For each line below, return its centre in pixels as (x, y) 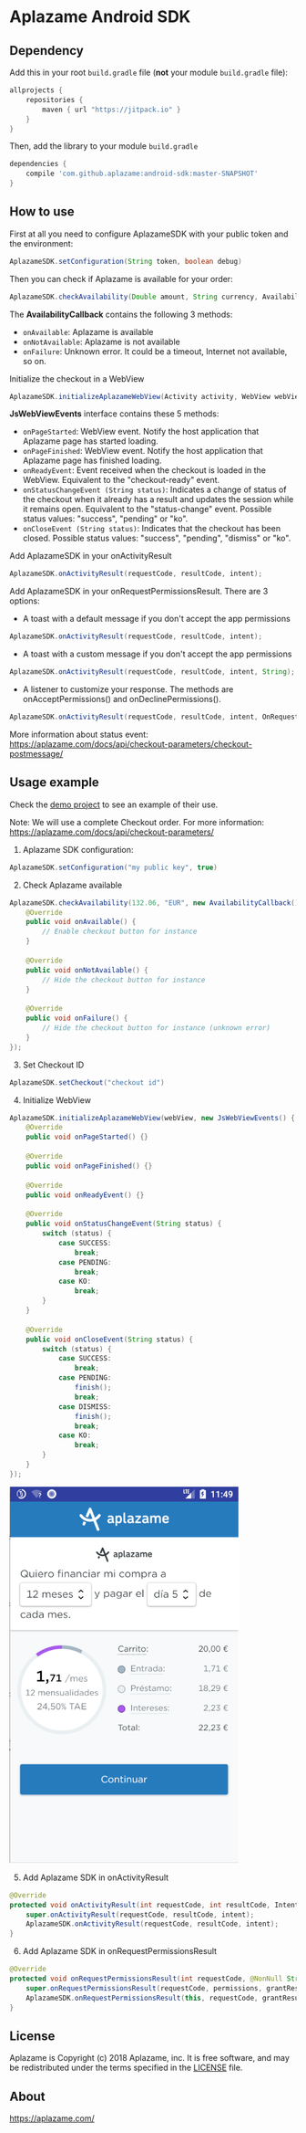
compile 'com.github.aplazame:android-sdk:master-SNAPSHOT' (142, 174)
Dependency (46, 51)
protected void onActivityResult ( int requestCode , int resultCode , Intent (154, 1905)
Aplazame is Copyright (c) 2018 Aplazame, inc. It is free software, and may (149, 2058)
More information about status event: (79, 734)
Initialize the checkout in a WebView (77, 378)
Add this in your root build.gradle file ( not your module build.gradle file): (149, 72)
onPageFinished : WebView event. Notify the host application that (143, 451)
